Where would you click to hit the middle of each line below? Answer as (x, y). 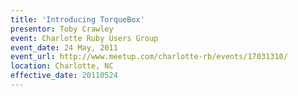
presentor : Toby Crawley (62, 29)
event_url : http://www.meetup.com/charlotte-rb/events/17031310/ (149, 57)
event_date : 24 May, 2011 (64, 47)
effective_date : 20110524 (64, 76)
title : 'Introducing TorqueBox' (77, 19)
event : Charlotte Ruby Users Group (84, 38)
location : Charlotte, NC (62, 66)
